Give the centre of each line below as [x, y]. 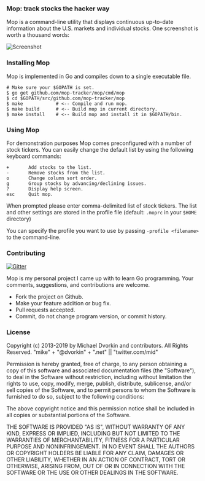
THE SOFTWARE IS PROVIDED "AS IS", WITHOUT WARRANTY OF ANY [96, 427]
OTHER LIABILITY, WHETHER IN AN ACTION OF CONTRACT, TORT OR [96, 459]
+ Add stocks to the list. [49, 167]
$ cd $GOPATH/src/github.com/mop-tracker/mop [65, 98]
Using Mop [23, 130]
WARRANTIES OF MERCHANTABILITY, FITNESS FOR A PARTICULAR [93, 440]
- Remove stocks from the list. [56, 173]
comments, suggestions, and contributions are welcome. [78, 285]
